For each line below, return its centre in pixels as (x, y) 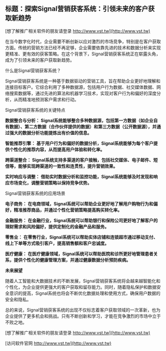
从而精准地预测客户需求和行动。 (46, 99)
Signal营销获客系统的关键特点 (35, 110)
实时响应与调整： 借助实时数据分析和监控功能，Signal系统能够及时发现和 (79, 176)
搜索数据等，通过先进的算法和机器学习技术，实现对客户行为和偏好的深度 (83, 93)
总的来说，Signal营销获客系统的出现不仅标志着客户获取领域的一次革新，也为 (83, 310)
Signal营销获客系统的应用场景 (35, 193)
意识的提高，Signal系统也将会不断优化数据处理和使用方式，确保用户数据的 (85, 293)
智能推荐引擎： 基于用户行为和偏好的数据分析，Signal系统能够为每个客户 (79, 143)
